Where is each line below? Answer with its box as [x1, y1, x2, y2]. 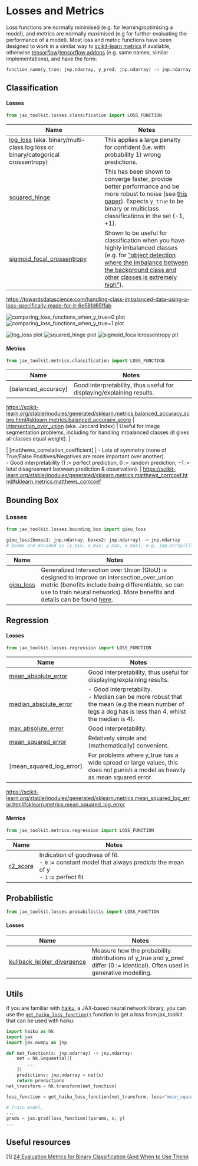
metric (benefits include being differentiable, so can [41, 581, 184, 589]
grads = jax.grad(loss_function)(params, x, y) [6, 1116, 126, 1122]
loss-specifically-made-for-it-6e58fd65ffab [6, 302, 112, 309]
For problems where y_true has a [88, 751, 179, 759]
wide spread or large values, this [88, 759, 179, 767]
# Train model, [6, 1105, 44, 1110]
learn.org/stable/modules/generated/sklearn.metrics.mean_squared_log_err [6, 795, 190, 802]
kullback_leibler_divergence [9, 958, 87, 966]
